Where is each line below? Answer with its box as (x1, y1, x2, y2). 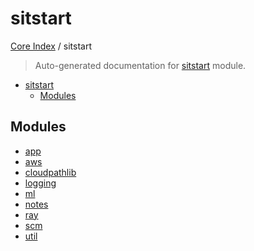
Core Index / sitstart (10, 40, 92, 52)
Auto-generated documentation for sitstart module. (34, 59, 247, 71)
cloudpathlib (24, 166, 77, 178)
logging (24, 177, 57, 189)
